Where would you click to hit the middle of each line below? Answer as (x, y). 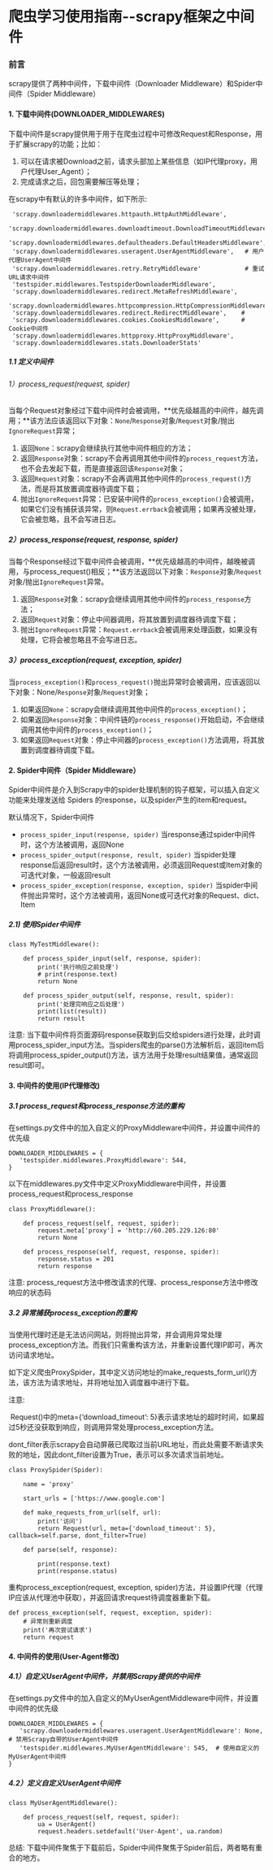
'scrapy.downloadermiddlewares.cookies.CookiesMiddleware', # (128, 320)
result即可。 (29, 1066)
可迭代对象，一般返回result (65, 875)
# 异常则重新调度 (48, 1621)
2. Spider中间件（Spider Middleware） (74, 770)
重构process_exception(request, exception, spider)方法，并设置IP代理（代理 (136, 1587)
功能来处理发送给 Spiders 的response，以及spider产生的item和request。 (130, 800)
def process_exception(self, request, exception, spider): (110, 1613)
